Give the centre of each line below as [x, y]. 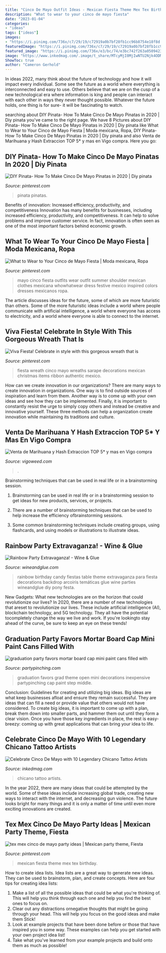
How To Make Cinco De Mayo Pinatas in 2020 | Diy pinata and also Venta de [83, 136]
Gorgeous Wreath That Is [44, 339]
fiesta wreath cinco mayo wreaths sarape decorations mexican [81, 370]
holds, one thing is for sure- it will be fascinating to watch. [64, 105]
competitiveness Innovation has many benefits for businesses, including [79, 210]
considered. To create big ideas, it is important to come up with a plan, [77, 708]
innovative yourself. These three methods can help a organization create [79, 411]
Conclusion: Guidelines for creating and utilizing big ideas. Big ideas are [78, 692]
